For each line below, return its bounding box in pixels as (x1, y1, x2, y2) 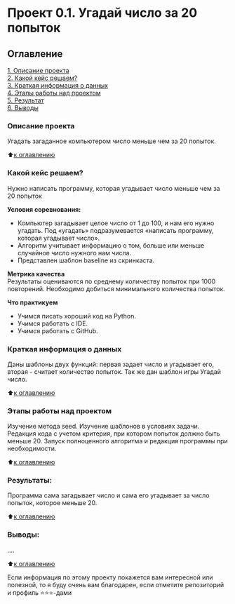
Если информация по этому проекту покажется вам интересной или (7, 573, 213, 582)
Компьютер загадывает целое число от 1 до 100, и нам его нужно (17, 219, 215, 227)
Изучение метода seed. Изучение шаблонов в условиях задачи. (7, 422, 200, 431)
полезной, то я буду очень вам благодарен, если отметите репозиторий (7, 580, 224, 589)
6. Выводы (7, 104, 39, 112)
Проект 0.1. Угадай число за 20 (7, 5, 198, 21)
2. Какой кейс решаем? (7, 74, 78, 82)
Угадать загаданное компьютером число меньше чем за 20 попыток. (7, 137, 216, 145)
